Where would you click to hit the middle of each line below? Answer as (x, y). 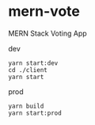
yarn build (26, 106)
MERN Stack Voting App (47, 33)
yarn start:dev (33, 63)
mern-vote (44, 11)
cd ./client (28, 70)
